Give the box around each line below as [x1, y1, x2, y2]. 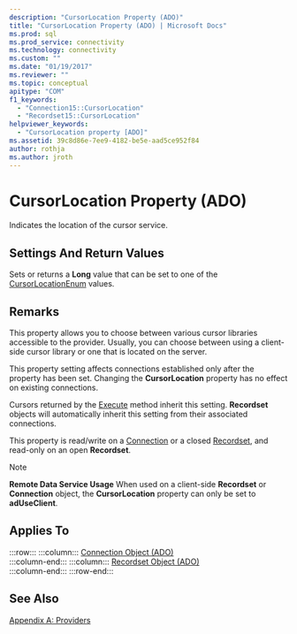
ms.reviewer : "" [9, 71, 69, 80]
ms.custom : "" [9, 54, 62, 63]
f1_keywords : [9, 95, 57, 104]
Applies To [9, 523, 70, 539]
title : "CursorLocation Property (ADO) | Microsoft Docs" [9, 21, 227, 30]
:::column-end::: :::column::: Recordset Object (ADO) [9, 556, 200, 567]
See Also [9, 592, 59, 607]
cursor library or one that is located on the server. [26, 347, 208, 357]
